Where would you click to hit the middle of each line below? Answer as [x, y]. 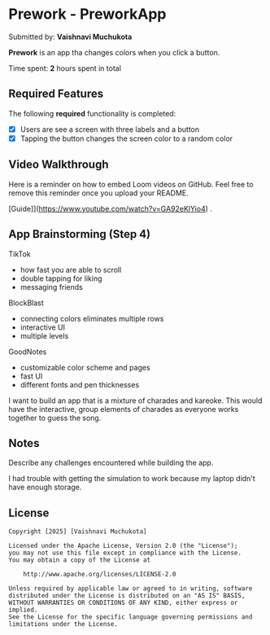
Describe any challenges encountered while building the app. [111, 463]
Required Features [56, 94]
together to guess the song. [55, 418]
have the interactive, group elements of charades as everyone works [124, 409]
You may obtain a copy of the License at [80, 560]
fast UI [31, 376]
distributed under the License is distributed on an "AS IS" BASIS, [127, 596]
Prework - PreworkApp [87, 14]
